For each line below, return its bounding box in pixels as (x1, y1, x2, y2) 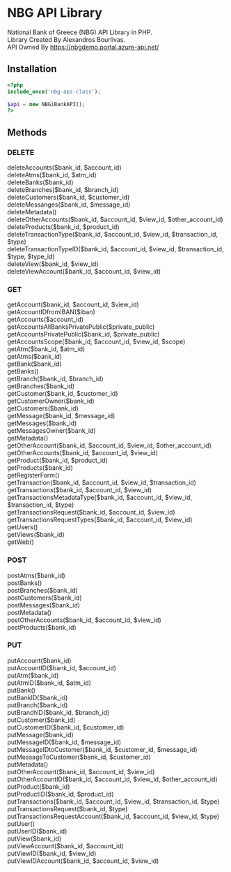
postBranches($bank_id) (7, 586, 78, 594)
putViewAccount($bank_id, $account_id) (7, 841, 124, 850)
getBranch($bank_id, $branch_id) (7, 375, 104, 383)
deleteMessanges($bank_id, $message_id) (7, 200, 131, 209)
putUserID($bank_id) (7, 827, 67, 835)
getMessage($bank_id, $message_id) (7, 412, 115, 420)
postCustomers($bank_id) (7, 593, 82, 602)
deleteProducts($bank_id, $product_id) (7, 222, 120, 231)
